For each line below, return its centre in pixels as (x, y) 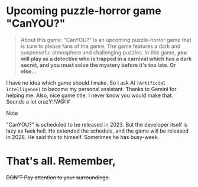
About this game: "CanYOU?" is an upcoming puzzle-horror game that (106, 40)
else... (29, 71)
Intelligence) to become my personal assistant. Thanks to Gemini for (91, 89)
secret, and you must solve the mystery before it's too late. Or (98, 65)
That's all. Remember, (61, 161)
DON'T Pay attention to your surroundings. (58, 177)
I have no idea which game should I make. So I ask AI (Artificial (86, 83)
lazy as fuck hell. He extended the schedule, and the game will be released (98, 131)
